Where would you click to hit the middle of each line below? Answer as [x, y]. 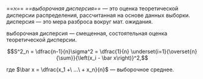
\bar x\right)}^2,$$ [125, 58]
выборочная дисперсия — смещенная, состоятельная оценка [87, 33]
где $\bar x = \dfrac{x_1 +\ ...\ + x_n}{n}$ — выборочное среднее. [90, 69]
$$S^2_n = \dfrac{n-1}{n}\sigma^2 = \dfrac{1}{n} [68, 51]
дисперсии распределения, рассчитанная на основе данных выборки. [98, 15]
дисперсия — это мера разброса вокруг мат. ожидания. [80, 22]
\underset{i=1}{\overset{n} [164, 51]
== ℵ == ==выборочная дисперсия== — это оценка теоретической [92, 8]
